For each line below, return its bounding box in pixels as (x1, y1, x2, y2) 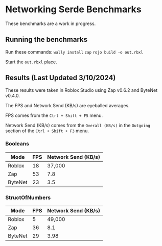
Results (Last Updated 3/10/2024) (5, 73, 116, 82)
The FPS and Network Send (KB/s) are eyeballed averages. (5, 102, 130, 108)
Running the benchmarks (5, 35, 88, 44)
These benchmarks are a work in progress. (5, 20, 96, 27)
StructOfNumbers (5, 194, 51, 201)
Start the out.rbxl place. (5, 59, 57, 65)
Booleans (5, 140, 30, 147)
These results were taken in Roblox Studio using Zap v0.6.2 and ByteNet (5, 87, 158, 93)
